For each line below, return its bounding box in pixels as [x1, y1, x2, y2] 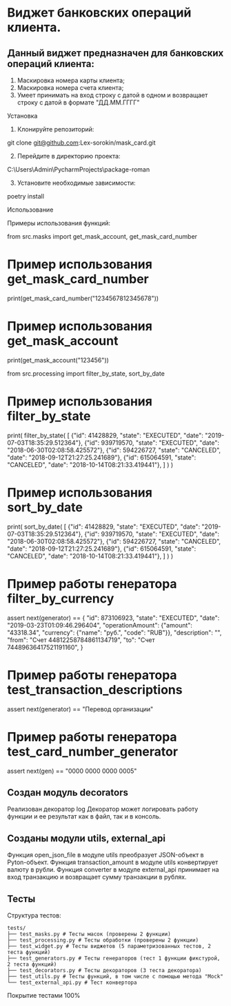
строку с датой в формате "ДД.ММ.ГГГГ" [17, 98, 140, 107]
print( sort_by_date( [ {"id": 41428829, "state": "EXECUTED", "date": [7, 522, 201, 531]
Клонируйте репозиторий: [17, 125, 94, 133]
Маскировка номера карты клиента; [17, 76, 125, 84]
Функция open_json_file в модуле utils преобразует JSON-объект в [7, 851, 205, 859]
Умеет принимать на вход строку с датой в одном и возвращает [17, 91, 208, 99]
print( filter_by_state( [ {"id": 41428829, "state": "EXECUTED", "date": [7, 431, 203, 439]
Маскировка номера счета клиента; [17, 84, 124, 91]
